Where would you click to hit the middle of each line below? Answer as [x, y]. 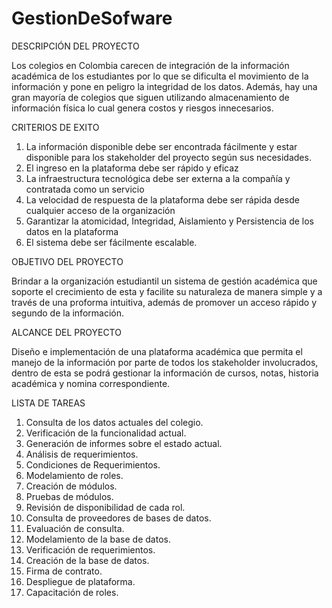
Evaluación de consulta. [75, 528]
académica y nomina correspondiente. [91, 383]
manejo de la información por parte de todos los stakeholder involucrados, [165, 362]
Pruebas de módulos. [69, 496]
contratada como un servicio [85, 189]
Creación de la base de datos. [87, 560]
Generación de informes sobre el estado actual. [124, 443]
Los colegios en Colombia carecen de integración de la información [150, 65]
